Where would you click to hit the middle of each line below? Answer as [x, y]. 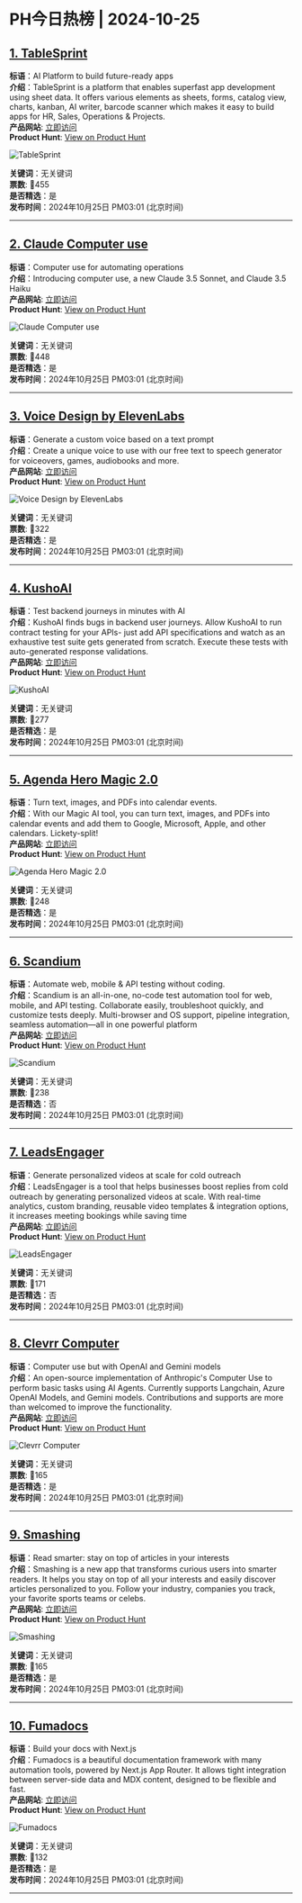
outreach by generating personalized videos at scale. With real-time [135, 1196]
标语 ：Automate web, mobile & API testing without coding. [117, 984]
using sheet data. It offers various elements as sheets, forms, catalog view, [148, 97]
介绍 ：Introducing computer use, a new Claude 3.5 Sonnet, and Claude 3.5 [148, 278]
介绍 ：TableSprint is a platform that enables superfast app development [142, 87]
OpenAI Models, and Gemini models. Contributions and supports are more [147, 1397]
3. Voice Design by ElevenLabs [97, 416]
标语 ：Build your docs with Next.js [73, 1749]
